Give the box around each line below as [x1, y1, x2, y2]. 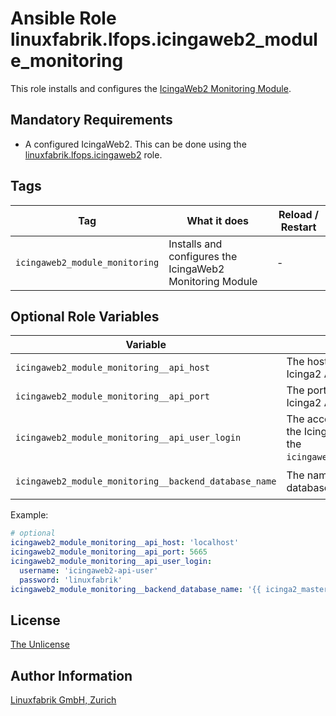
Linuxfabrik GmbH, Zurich [10, 694, 117, 706]
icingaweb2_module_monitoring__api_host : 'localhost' [10, 538, 240, 548]
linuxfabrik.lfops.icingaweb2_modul [10, 28, 318, 51]
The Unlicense [10, 638, 70, 651]
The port [286, 383, 327, 397]
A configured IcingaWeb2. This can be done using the [24, 138, 247, 150]
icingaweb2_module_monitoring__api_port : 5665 [10, 547, 208, 557]
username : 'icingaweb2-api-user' [19, 565, 159, 576]
